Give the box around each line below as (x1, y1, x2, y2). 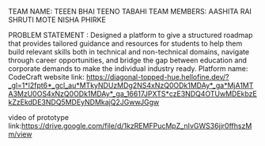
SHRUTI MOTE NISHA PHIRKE (8, 15, 107, 24)
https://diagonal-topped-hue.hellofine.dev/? (85, 73, 229, 81)
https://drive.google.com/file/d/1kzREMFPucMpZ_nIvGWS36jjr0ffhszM (21, 122, 252, 130)
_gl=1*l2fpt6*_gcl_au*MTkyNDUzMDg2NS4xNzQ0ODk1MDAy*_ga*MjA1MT (8, 80, 254, 90)
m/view (8, 129, 32, 139)
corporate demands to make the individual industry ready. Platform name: (8, 64, 248, 73)
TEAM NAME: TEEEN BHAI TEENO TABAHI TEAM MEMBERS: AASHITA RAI (8, 7, 252, 16)
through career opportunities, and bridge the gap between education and (8, 55, 248, 65)
